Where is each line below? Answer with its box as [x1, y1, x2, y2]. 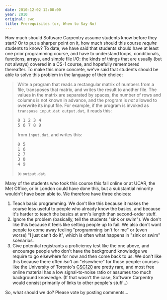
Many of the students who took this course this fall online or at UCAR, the [5, 180, 156, 187]
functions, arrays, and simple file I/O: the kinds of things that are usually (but [5, 56, 162, 62]
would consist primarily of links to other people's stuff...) [12, 280, 128, 286]
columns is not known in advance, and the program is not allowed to [17, 98, 158, 103]
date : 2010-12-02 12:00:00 [5, 7, 61, 12]
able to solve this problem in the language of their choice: [5, 72, 123, 78]
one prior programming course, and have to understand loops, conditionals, [5, 51, 160, 57]
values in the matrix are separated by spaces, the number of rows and [17, 92, 162, 98]
